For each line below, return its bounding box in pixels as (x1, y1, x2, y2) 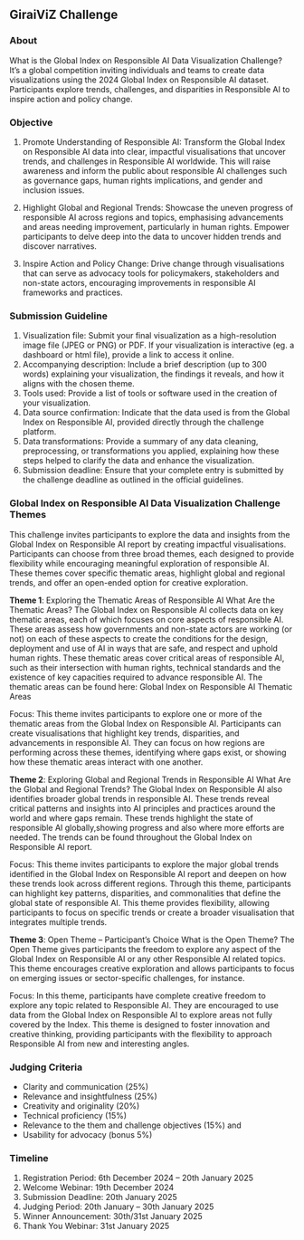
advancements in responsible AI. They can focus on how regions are (9, 737, 265, 748)
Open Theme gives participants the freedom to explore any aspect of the (9, 943, 281, 954)
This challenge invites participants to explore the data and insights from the (9, 529, 290, 539)
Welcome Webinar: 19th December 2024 (22, 1182, 175, 1193)
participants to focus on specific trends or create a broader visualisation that (9, 907, 295, 918)
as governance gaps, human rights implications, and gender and (22, 175, 263, 186)
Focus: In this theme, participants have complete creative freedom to (9, 990, 267, 1001)
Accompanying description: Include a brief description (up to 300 (22, 359, 267, 370)
